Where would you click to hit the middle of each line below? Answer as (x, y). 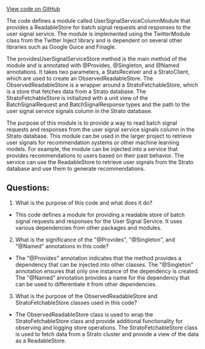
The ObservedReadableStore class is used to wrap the (84, 314)
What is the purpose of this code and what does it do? (84, 203)
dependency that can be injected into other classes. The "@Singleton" (104, 264)
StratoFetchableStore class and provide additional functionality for (99, 321)
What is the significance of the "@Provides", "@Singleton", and (95, 240)
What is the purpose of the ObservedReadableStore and (86, 296)
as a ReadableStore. (41, 340)
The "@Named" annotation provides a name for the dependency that (102, 277)
